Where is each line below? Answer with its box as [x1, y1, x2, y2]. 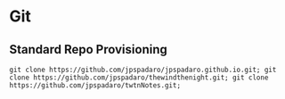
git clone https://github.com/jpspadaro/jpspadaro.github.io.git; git [9, 65, 277, 74]
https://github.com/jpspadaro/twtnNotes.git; [9, 81, 181, 90]
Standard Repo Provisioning [9, 42, 167, 57]
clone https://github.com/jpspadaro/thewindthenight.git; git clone [9, 73, 269, 82]
